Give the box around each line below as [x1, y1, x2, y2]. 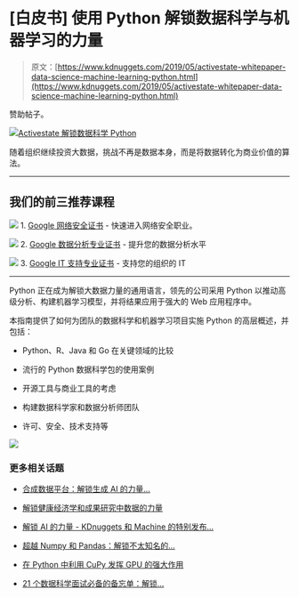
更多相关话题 [9, 462, 65, 474]
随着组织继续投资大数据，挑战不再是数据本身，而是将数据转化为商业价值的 [9, 146, 282, 157]
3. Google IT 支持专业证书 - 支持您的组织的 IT [20, 257, 187, 268]
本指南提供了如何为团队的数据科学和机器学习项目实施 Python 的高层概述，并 [9, 315, 289, 326]
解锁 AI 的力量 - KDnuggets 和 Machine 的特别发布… [21, 521, 214, 532]
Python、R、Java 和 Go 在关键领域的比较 [21, 344, 174, 356]
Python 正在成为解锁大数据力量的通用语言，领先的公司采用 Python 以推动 [9, 285, 279, 295]
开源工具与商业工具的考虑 [21, 383, 117, 393]
